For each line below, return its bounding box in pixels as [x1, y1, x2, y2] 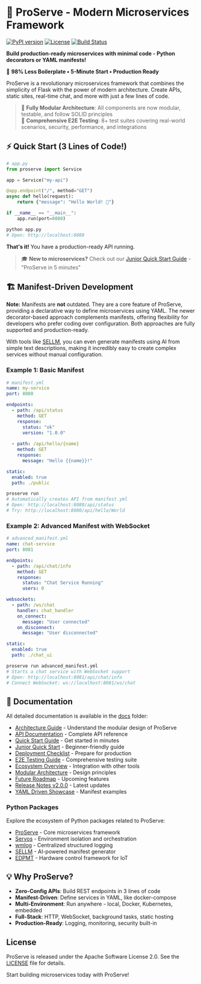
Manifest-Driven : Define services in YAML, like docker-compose [14, 894, 176, 901]
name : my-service [6, 385, 50, 391]
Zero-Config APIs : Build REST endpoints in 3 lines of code [14, 888, 161, 895]
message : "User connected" [22, 619, 90, 625]
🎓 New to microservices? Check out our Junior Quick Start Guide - [20, 255, 191, 262]
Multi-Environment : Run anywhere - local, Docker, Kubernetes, [14, 900, 173, 907]
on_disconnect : [17, 624, 55, 630]
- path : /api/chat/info [11, 563, 71, 569]
